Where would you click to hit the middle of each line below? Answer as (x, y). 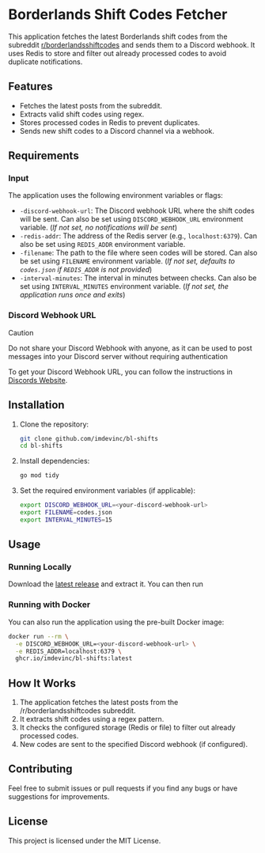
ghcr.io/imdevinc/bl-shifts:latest (74, 658)
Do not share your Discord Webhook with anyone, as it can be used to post (131, 348)
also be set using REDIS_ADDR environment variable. (102, 245)
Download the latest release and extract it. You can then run (106, 584)
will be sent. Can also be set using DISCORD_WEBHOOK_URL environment (131, 219)
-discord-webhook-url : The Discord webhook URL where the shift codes (137, 210)
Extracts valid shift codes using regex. (82, 114)
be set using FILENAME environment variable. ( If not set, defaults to (127, 261)
